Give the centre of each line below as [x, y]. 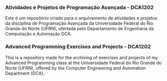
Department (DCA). [25, 73]
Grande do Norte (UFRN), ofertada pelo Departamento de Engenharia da [80, 29]
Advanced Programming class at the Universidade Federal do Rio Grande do [83, 63]
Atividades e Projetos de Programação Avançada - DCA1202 [80, 7]
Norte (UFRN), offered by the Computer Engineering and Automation [76, 68]
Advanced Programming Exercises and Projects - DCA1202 [78, 47]
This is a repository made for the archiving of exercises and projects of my [82, 57]
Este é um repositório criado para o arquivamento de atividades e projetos [81, 18]
